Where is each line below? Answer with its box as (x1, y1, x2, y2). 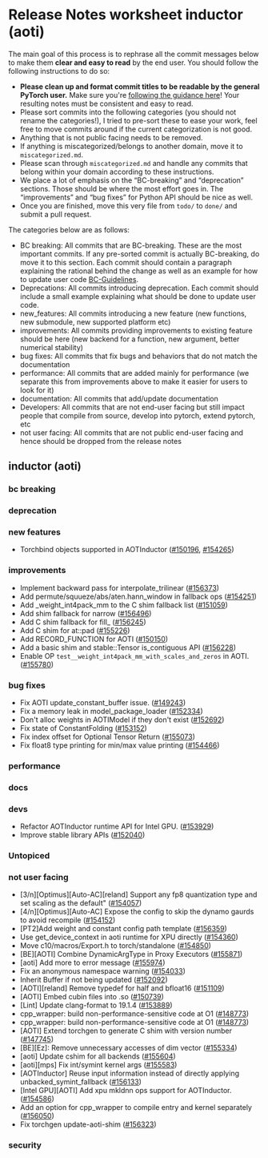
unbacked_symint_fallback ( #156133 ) (19, 1077, 142, 1087)
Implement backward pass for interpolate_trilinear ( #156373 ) (19, 583, 220, 592)
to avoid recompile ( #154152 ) (19, 915, 116, 925)
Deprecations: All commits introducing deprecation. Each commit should (19, 283, 258, 293)
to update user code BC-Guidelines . (19, 274, 138, 284)
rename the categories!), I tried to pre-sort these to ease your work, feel (19, 115, 258, 125)
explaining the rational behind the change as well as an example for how (19, 266, 258, 276)
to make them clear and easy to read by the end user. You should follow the (8, 58, 259, 67)
